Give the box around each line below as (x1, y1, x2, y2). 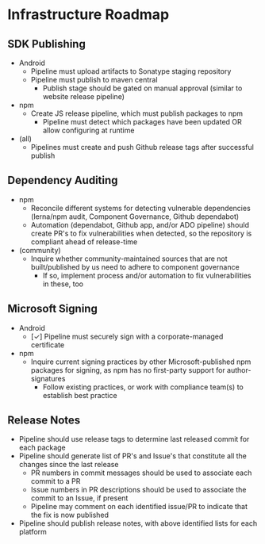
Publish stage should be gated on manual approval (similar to (42, 83, 243, 93)
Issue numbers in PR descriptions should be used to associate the (30, 485, 247, 495)
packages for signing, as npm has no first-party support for (30, 365, 225, 374)
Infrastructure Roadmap (7, 6, 170, 24)
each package (18, 442, 67, 453)
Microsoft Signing (7, 302, 98, 316)
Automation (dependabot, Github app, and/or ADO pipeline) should (30, 220, 250, 229)
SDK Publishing (7, 37, 86, 51)
